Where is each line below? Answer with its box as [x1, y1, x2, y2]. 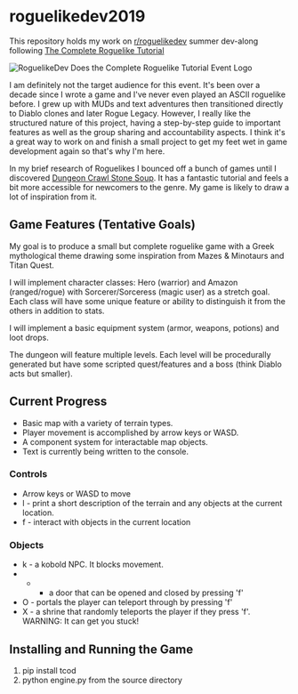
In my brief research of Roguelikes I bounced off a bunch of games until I [9, 163, 278, 173]
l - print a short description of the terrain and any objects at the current [21, 497, 283, 508]
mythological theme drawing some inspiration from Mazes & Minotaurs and [9, 250, 285, 261]
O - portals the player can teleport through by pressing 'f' [21, 597, 233, 608]
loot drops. [9, 332, 49, 343]
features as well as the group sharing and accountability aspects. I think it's [9, 126, 286, 137]
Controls [9, 468, 48, 480]
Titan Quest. [9, 260, 55, 270]
